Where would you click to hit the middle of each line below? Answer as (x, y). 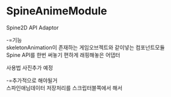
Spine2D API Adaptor (33, 28)
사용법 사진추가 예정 (30, 68)
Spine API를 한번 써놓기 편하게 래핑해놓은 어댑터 (63, 54)
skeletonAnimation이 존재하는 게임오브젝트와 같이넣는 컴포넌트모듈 (85, 47)
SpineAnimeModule (57, 11)
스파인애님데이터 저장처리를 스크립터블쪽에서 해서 (64, 87)
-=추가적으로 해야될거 (32, 80)
